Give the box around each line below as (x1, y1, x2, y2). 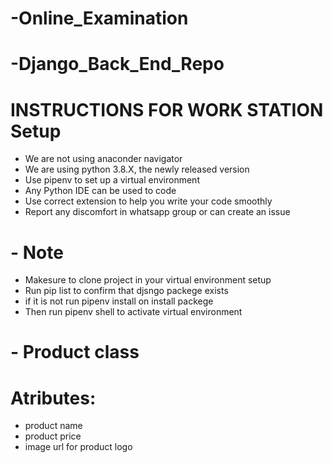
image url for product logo (24, 441, 133, 453)
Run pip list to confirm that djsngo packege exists (24, 285, 229, 297)
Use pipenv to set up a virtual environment (24, 174, 200, 186)
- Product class (10, 341, 140, 364)
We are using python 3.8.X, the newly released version (24, 163, 250, 176)
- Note (10, 241, 64, 264)
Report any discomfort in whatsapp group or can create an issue (24, 206, 291, 218)
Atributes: (10, 387, 97, 409)
